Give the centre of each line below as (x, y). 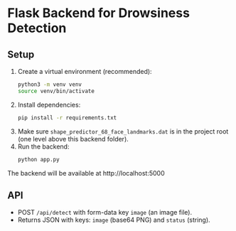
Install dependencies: (49, 104)
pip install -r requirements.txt (67, 118)
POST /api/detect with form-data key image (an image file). (105, 213)
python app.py (38, 159)
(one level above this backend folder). (73, 139)
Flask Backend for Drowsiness (99, 13)
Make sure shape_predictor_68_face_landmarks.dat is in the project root (123, 131)
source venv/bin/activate (56, 91)
